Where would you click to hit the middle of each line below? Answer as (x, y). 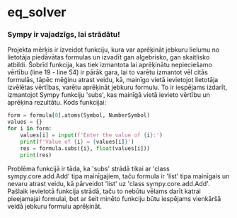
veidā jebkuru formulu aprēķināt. (55, 206)
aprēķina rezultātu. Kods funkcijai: (57, 103)
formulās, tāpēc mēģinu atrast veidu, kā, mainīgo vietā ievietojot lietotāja (113, 80)
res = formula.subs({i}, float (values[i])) (85, 148)
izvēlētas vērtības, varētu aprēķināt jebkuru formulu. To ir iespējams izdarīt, (117, 87)
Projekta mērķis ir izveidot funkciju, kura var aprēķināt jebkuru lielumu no (114, 50)
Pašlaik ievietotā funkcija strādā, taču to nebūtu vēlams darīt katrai (104, 191)
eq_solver (37, 12)
